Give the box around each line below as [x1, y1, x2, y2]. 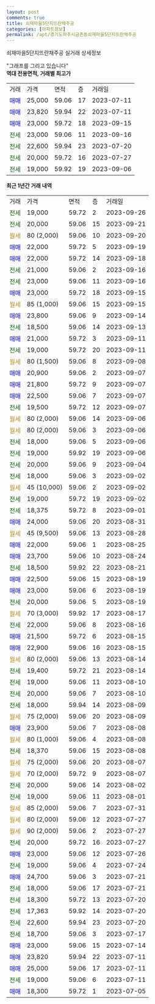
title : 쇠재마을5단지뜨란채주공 [6, 20, 74, 26]
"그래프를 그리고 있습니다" [6, 62, 69, 70]
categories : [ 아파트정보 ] [6, 26, 66, 32]
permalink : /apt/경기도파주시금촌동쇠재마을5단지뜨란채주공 [6, 32, 137, 38]
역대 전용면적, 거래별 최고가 [6, 70, 71, 77]
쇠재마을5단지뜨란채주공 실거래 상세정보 [6, 49, 102, 57]
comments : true [6, 15, 45, 21]
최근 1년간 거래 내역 [6, 182, 52, 189]
